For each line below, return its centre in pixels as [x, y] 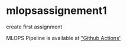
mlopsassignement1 [57, 11]
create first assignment [34, 27]
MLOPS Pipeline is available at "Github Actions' [63, 38]
